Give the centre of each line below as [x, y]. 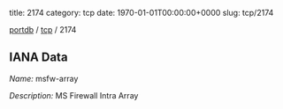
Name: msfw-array [44, 78]
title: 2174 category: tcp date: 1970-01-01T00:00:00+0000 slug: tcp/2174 [141, 13]
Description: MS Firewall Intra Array [74, 95]
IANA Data [38, 58]
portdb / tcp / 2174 [43, 29]
